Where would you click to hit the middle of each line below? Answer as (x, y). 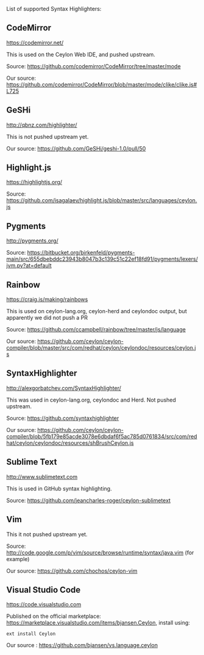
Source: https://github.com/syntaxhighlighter (63, 418)
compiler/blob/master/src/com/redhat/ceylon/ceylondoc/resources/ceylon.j (101, 348)
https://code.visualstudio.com (44, 604)
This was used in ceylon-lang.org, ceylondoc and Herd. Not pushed (91, 400)
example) (18, 559)
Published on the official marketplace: (54, 616)
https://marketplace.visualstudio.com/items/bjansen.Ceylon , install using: (98, 623)
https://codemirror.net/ (35, 43)
